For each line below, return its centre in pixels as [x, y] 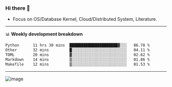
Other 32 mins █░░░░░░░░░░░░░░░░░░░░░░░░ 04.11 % [78, 50]
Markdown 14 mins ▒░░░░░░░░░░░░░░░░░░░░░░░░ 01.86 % [78, 60]
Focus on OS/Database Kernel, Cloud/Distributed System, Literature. [85, 19]
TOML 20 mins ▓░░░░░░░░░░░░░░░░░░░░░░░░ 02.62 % [78, 55]
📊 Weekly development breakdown [44, 34]
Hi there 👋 [18, 8]
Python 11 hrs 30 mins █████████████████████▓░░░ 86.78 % [78, 45]
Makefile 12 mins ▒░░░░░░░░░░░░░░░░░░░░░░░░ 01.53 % [78, 64]
